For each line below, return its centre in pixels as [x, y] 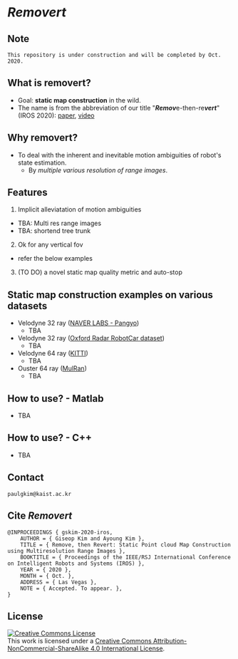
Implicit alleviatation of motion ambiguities [79, 209]
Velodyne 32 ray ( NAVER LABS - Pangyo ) [78, 323]
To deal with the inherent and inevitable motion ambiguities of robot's [119, 155]
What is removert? [49, 83]
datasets [27, 306]
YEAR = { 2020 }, [46, 570]
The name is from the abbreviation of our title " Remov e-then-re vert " [119, 108]
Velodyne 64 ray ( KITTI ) [53, 353]
